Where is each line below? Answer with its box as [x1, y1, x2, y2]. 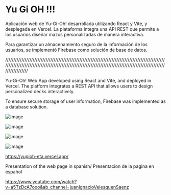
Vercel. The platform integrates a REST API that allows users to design [5, 83, 153, 89]
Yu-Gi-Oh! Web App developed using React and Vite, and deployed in [5, 77, 152, 83]
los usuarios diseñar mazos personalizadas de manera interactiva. [5, 31, 144, 37]
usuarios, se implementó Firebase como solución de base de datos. [5, 47, 148, 53]
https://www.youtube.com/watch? [5, 178, 77, 185]
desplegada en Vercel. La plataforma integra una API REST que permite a [5, 26, 159, 32]
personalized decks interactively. [5, 88, 75, 94]
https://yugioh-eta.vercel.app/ [5, 153, 69, 159]
